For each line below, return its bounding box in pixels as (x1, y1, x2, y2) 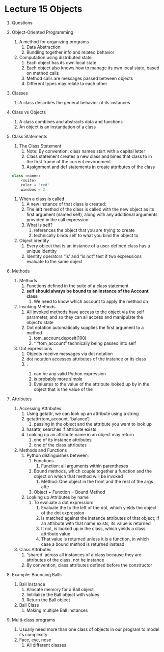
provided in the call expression (26, 217, 89, 223)
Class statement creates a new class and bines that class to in (26, 153, 152, 159)
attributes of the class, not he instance (26, 557, 105, 563)
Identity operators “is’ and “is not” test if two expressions (26, 253, 142, 259)
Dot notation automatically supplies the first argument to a (26, 325, 144, 330)
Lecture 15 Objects (4, 3, 82, 15)
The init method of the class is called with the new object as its (26, 207, 154, 212)
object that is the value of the (33, 386, 93, 392)
